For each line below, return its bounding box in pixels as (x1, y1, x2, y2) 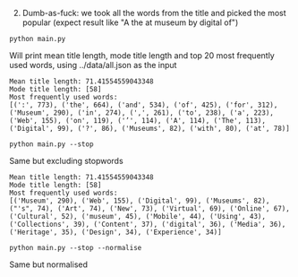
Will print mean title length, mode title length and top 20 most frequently (9, 50, 275, 61)
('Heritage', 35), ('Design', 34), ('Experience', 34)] (9, 228, 222, 237)
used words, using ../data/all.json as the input (9, 60, 177, 70)
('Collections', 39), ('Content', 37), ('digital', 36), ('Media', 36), (9, 220, 286, 229)
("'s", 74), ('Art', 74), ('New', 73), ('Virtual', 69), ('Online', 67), (9, 204, 291, 213)
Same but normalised (9, 259, 88, 270)
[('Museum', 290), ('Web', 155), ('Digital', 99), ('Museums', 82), (9, 196, 270, 205)
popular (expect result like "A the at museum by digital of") (21, 17, 239, 28)
